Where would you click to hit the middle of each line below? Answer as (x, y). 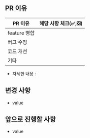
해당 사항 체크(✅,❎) (61, 23)
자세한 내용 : (24, 73)
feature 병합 (21, 33)
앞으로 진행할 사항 (30, 120)
